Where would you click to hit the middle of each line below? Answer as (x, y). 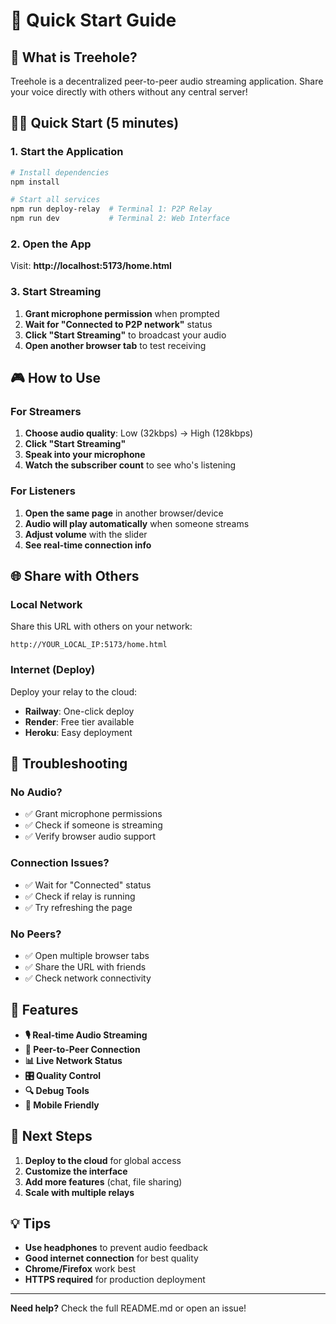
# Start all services (55, 200)
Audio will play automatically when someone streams (137, 523)
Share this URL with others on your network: (101, 626)
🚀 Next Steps (51, 1136)
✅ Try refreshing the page (78, 907)
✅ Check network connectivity (88, 978)
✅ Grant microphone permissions (93, 814)
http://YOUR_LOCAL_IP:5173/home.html (89, 645)
